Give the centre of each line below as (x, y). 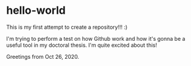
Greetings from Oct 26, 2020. (43, 56)
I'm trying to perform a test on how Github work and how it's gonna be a (96, 38)
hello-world (36, 10)
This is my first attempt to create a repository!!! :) (67, 27)
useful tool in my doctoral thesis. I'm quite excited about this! (82, 45)
